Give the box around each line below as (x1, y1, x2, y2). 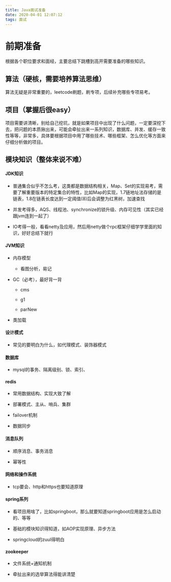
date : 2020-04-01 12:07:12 (5, 12, 63, 17)
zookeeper (5, 548, 29, 555)
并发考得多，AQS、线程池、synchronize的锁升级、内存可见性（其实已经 (12, 206, 164, 212)
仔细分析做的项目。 (5, 138, 46, 145)
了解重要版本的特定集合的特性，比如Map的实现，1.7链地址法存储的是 (17, 189, 162, 195)
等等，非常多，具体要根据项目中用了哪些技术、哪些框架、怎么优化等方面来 (9, 132, 166, 138)
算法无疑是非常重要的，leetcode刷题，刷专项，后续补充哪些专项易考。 (5, 89, 153, 95)
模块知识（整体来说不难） (5, 155, 85, 164)
